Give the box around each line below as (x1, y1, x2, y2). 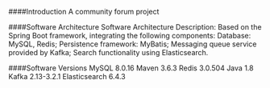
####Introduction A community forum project (8, 7, 160, 16)
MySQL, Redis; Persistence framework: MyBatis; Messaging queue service (8, 39, 257, 49)
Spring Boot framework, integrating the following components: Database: (8, 31, 251, 40)
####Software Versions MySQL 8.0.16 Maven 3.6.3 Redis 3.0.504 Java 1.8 (8, 63, 254, 73)
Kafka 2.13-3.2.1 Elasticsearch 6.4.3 (8, 72, 127, 81)
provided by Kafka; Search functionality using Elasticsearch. (8, 48, 209, 57)
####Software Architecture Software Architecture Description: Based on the (8, 22, 262, 31)
